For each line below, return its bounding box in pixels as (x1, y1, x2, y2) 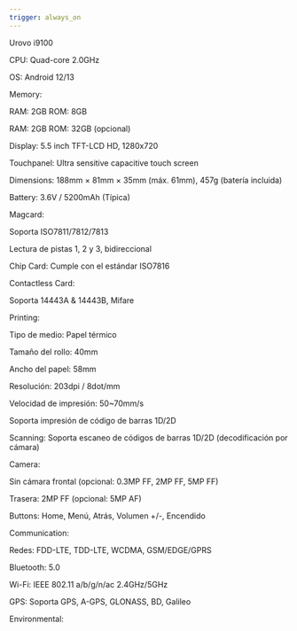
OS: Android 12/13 (9, 72, 75, 82)
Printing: (9, 312, 40, 323)
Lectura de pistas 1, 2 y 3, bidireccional (9, 243, 152, 253)
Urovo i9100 (9, 37, 53, 48)
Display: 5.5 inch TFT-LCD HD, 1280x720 (9, 140, 159, 151)
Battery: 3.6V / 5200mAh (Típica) (9, 191, 131, 202)
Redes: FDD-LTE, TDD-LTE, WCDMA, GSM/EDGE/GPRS (9, 544, 212, 555)
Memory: (9, 89, 43, 99)
